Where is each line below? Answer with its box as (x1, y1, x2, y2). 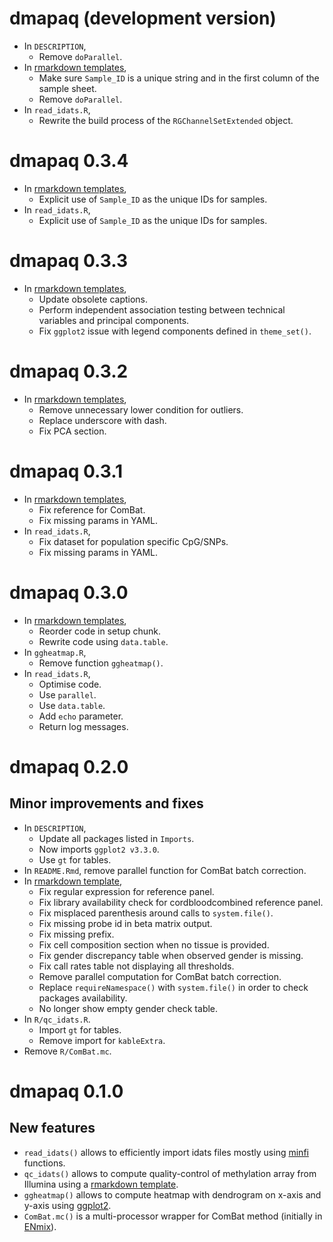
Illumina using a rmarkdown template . (23, 1178, 179, 1190)
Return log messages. (38, 720, 129, 732)
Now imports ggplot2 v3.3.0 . (38, 843, 160, 855)
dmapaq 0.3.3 (9, 250, 128, 272)
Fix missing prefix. (38, 928, 115, 940)
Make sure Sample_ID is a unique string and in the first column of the (38, 72, 320, 84)
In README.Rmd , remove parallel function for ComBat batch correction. (23, 864, 307, 876)
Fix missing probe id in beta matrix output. (38, 917, 213, 929)
